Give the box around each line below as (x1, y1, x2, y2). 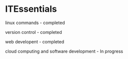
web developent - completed (5, 38, 64, 45)
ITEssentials (5, 3, 57, 15)
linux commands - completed (5, 20, 65, 26)
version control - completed (5, 29, 62, 35)
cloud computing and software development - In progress (5, 48, 123, 54)
